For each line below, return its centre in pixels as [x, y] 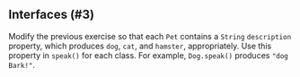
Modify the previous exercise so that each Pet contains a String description [150, 36]
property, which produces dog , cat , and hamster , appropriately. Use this [140, 46]
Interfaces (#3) [52, 15]
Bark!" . [22, 64]
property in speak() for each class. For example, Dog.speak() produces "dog [149, 55]
